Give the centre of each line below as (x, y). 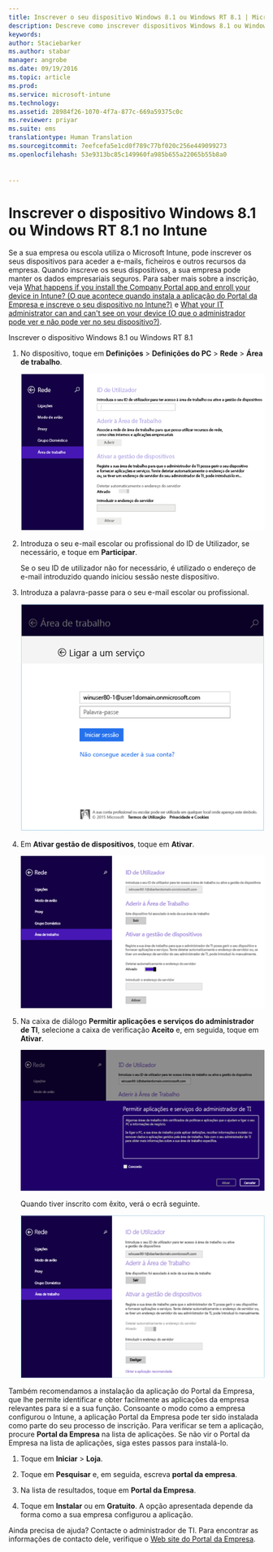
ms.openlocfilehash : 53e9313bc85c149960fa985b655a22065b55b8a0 (118, 155)
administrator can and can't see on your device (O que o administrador (127, 313)
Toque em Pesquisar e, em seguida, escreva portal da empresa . (129, 1475)
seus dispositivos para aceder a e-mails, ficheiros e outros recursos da (127, 261)
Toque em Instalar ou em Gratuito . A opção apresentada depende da (136, 1506)
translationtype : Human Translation (70, 138)
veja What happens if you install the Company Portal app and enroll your (130, 287)
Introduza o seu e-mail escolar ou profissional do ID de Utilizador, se (135, 544)
